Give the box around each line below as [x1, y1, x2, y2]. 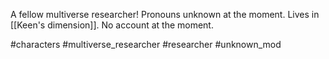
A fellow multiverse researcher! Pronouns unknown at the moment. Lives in [10, 9, 320, 20]
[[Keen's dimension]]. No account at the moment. [10, 19, 214, 31]
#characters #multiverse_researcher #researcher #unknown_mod [10, 39, 282, 50]
